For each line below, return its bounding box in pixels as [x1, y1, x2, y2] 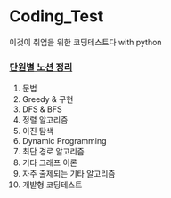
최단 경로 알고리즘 [21, 147, 85, 157]
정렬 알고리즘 [21, 115, 69, 125]
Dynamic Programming [21, 136, 107, 147]
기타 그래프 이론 [21, 157, 77, 168]
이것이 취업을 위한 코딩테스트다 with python [9, 36, 162, 47]
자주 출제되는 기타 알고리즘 [21, 169, 116, 179]
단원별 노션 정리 [9, 60, 73, 73]
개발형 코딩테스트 [21, 179, 83, 190]
